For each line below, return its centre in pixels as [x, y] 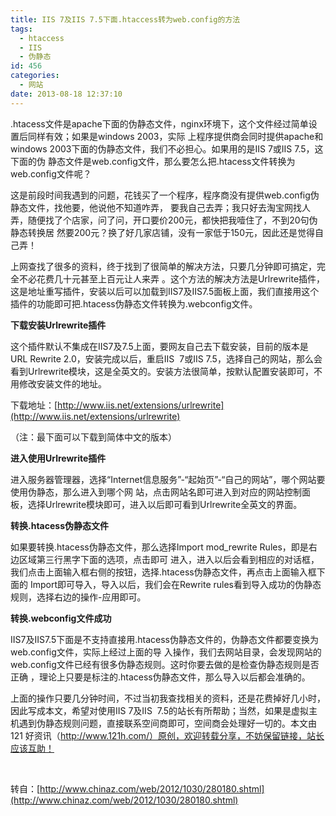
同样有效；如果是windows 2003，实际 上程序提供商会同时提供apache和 [175, 136]
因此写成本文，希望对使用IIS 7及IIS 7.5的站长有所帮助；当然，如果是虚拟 [160, 710]
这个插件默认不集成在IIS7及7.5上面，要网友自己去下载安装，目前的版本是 [159, 346]
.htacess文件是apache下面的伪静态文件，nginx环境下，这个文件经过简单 [159, 123]
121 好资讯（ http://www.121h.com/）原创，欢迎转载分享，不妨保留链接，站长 [167, 735]
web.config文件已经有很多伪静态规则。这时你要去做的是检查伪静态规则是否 [165, 664]
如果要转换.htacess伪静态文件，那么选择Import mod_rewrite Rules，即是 [159, 547]
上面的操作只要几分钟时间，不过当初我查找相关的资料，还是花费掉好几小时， [168, 698]
